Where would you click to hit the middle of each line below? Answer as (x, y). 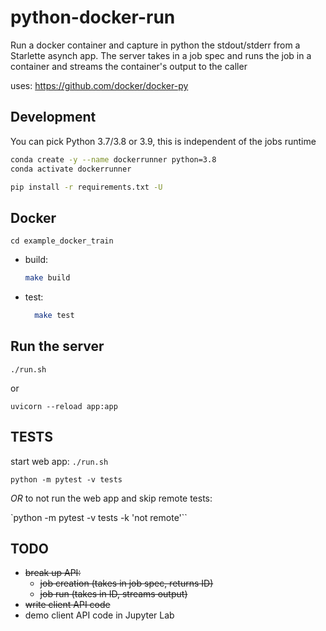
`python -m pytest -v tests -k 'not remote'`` (99, 517)
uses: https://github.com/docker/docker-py (99, 85)
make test (54, 316)
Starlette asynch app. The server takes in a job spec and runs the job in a (161, 55)
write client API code (67, 605)
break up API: (53, 573)
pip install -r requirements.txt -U (86, 187)
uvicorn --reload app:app (64, 406)
